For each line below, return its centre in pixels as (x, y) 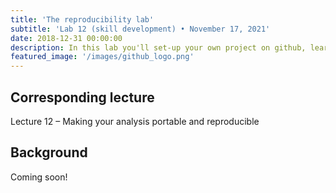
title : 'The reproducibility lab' (82, 19)
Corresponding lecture (82, 97)
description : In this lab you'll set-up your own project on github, (158, 47)
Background (49, 152)
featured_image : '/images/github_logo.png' (102, 57)
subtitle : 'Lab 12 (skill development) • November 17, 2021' (140, 29)
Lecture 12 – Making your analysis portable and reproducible (135, 121)
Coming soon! (39, 177)
